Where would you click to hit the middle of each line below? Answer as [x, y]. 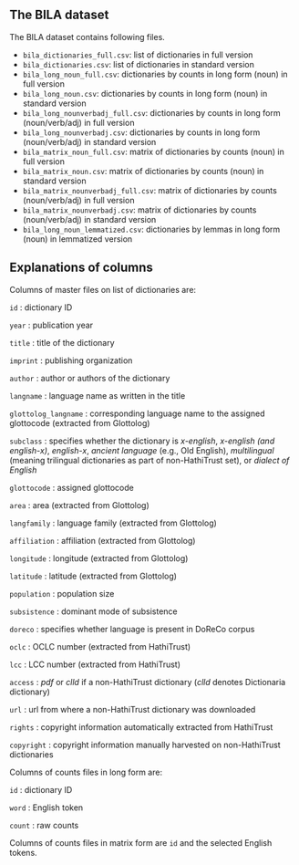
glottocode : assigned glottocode [72, 487]
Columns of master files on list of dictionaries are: [103, 289]
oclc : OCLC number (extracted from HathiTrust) [100, 646]
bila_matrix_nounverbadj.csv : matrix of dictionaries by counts [139, 210]
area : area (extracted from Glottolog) [80, 505]
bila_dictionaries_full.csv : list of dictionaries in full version [138, 55]
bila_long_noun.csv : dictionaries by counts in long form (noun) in [145, 93]
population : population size [62, 593]
